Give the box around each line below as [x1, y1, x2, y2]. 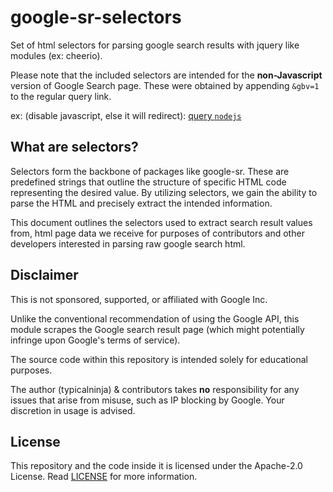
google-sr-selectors [10, 6, 182, 29]
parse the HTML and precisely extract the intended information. [10, 197, 273, 209]
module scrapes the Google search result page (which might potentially [10, 323, 305, 335]
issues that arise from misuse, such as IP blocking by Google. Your [10, 394, 285, 406]
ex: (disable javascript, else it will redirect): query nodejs [10, 109, 242, 121]
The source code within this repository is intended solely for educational [10, 353, 309, 365]
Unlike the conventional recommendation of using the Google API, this [10, 312, 300, 325]
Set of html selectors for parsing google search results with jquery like [10, 39, 300, 51]
